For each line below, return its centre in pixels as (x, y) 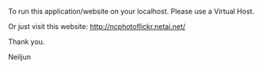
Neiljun (20, 57)
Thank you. (27, 42)
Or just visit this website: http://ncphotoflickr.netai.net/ (97, 26)
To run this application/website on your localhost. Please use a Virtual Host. (131, 11)
